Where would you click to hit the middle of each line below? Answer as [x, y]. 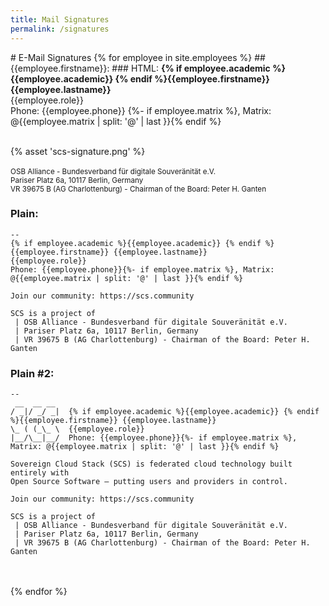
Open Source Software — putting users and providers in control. [149, 482]
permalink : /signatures [60, 29]
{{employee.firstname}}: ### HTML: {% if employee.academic [140, 68]
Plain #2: [32, 373]
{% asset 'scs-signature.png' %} [78, 151]
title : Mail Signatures [60, 19]
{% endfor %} [39, 592]
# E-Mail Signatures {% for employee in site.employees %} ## [138, 57]
